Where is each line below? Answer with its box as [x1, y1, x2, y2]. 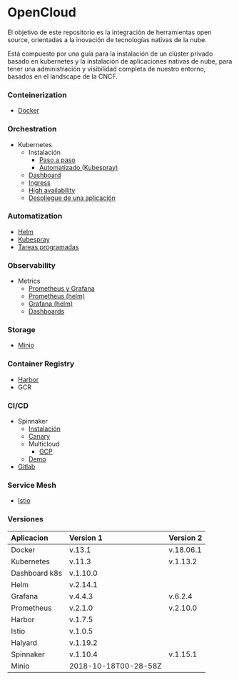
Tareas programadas [17, 242, 79, 251]
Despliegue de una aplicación [28, 194, 116, 202]
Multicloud [28, 440, 60, 449]
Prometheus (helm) [28, 292, 86, 301]
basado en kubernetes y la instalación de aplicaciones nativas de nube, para [7, 56, 233, 65]
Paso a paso [39, 155, 76, 164]
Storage [7, 325, 36, 335]
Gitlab [17, 462, 36, 471]
